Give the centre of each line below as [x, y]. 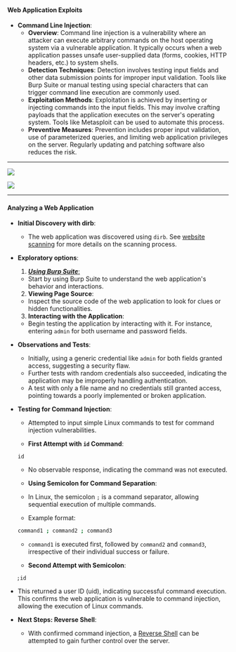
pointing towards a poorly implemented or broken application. [117, 396]
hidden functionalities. [60, 309]
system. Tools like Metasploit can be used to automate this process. [126, 122]
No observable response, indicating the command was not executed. [128, 470]
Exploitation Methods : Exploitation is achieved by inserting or [118, 100]
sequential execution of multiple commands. [92, 505]
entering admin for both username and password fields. [107, 331]
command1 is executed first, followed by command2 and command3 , [117, 545]
